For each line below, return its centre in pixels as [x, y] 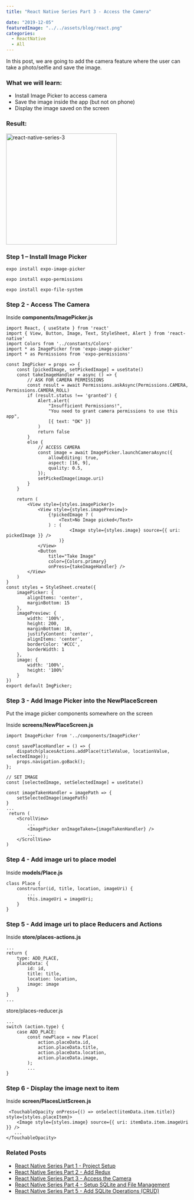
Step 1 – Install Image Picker [47, 256]
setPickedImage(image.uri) [71, 479]
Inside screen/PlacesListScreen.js [49, 1101]
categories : [21, 33]
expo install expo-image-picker [46, 269]
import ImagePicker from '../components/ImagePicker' [74, 736]
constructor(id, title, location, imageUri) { [75, 888]
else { [35, 442]
